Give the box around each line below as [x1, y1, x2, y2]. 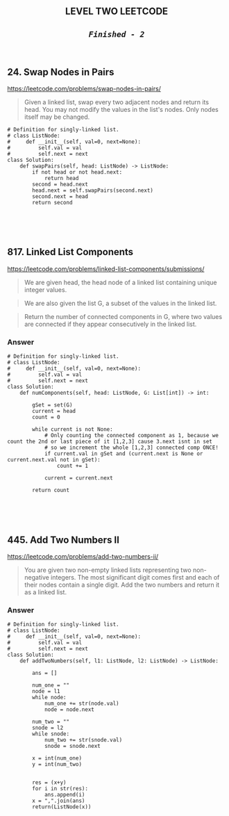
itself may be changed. [24, 113, 90, 121]
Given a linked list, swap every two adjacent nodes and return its [24, 98, 210, 106]
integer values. [24, 285, 67, 294]
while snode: [32, 731, 70, 737]
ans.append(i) [44, 792, 85, 799]
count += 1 [56, 462, 89, 470]
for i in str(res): [32, 785, 89, 792]
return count [32, 487, 70, 494]
